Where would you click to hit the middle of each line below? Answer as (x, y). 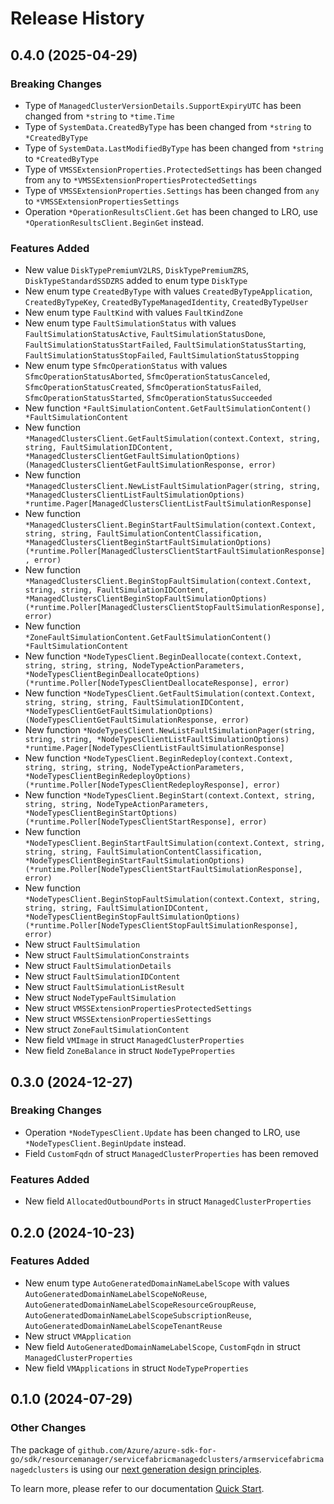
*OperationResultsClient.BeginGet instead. (114, 222)
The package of (43, 1449)
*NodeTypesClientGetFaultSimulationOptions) (119, 712)
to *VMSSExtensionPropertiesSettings (102, 201)
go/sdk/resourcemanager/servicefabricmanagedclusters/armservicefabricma (167, 1459)
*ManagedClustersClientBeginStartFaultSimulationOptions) (148, 543)
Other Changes (48, 1428)
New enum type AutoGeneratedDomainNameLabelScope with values (157, 1283)
